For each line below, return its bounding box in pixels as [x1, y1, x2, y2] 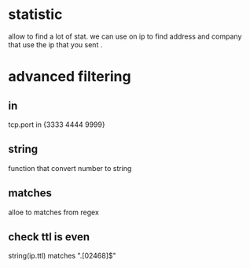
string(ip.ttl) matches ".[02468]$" [8, 251, 116, 261]
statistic [8, 6, 63, 24]
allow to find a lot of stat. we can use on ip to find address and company [8, 32, 242, 41]
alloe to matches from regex [8, 207, 100, 217]
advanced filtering [8, 68, 131, 86]
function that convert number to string [8, 163, 132, 173]
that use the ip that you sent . [8, 39, 103, 49]
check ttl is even [8, 230, 90, 244]
